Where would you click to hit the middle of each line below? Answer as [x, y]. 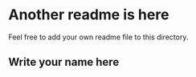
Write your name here [64, 62]
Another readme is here [89, 15]
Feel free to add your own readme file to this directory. [98, 37]
